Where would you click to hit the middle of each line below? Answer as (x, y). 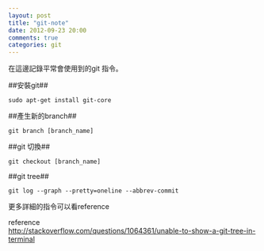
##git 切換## (29, 146)
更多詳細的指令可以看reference (59, 207)
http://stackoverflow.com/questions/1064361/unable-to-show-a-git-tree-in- (132, 231)
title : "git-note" (38, 23)
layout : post (30, 15)
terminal (22, 239)
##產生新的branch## (42, 116)
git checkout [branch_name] (55, 162)
